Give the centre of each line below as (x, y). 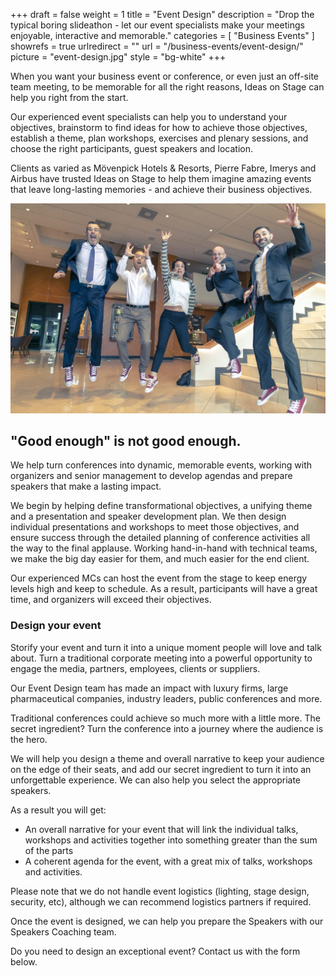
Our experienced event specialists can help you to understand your (149, 117)
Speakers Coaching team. (63, 931)
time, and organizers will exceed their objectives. (111, 600)
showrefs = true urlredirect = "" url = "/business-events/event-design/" (157, 46)
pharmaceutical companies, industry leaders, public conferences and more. (166, 698)
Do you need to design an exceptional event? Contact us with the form (155, 951)
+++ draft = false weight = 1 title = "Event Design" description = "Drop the (162, 14)
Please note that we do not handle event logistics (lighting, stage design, (160, 891)
